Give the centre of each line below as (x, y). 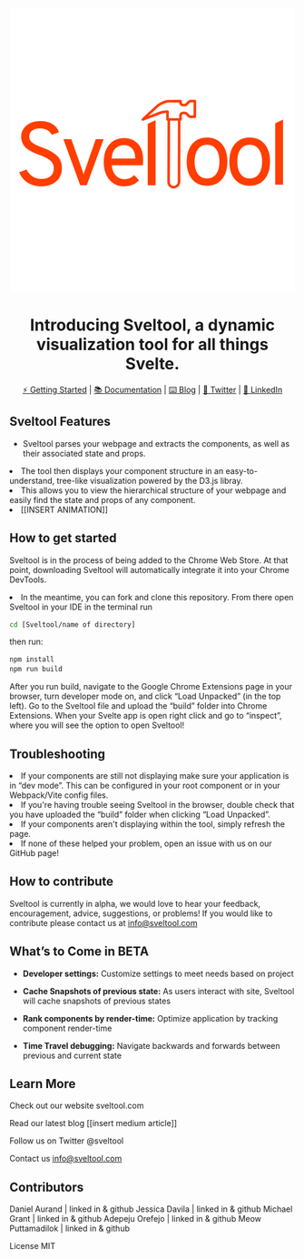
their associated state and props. (84, 453)
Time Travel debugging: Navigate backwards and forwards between (152, 1045)
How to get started (63, 538)
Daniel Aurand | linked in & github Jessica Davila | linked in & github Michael (151, 1209)
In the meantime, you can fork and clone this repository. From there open (157, 597)
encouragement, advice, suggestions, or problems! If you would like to (141, 913)
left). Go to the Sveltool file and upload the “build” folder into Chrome (138, 706)
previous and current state (72, 1055)
